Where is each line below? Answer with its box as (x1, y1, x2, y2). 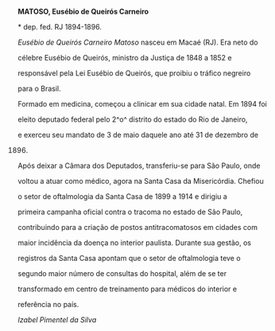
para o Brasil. (17, 84, 61, 93)
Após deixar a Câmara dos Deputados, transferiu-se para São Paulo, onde (17, 161, 261, 170)
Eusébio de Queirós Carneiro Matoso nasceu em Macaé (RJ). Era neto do (17, 37, 258, 47)
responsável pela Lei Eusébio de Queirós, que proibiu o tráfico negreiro (17, 68, 251, 78)
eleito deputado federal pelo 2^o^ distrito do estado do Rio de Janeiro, (17, 115, 248, 124)
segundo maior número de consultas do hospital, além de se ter (17, 269, 227, 278)
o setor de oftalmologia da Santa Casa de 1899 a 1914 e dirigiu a (17, 192, 228, 201)
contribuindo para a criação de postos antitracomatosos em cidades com (17, 223, 258, 232)
